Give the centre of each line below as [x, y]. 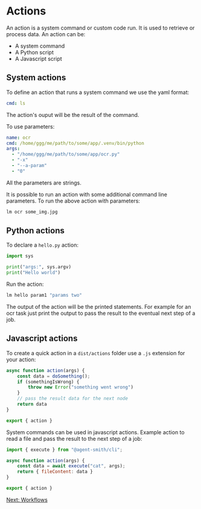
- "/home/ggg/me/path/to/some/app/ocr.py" [66, 154]
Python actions [35, 231]
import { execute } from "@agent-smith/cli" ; [64, 450]
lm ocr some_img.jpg [32, 212]
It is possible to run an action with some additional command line [87, 194]
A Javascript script [38, 58]
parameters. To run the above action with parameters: [73, 201]
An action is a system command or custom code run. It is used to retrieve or [101, 28]
